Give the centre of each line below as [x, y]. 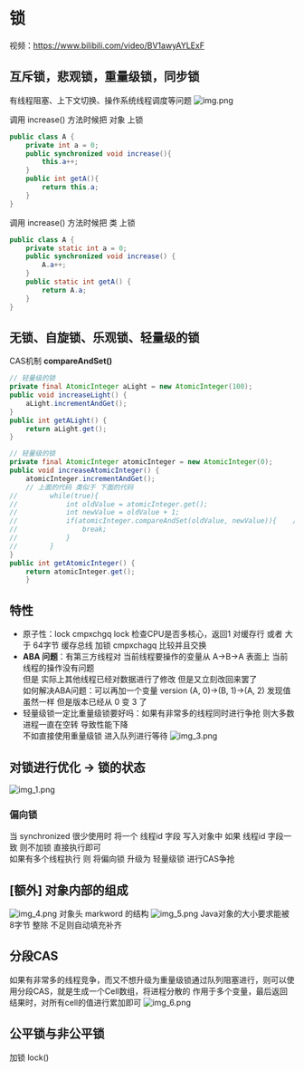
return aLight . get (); [66, 429]
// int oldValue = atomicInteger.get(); [109, 504]
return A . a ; [65, 290]
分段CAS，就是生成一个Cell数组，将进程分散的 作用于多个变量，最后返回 [152, 991]
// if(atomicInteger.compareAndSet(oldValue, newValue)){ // [155, 521]
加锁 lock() [29, 1057]
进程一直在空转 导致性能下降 [75, 725]
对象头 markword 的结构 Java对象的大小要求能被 [174, 914]
